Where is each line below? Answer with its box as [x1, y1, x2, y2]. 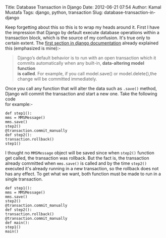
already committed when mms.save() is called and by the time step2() [5, 160, 147, 166]
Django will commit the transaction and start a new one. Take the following [5, 91, 158, 96]
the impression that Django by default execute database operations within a [5, 30, 160, 35]
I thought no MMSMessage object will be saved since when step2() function [5, 150, 155, 155]
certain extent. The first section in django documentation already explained [5, 40, 159, 46]
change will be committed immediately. [17, 76, 98, 82]
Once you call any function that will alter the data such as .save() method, [5, 86, 157, 91]
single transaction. [5, 176, 43, 182]
